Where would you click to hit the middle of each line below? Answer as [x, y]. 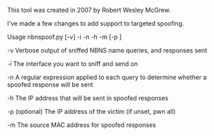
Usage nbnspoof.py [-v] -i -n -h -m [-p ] [65, 37]
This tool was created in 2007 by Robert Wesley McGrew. [89, 10]
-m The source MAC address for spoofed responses [82, 125]
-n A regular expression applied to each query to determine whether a [107, 77]
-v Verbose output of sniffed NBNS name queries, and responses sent [107, 50]
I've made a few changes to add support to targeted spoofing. [96, 23]
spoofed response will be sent [50, 85]
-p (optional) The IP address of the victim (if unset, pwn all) [91, 111]
